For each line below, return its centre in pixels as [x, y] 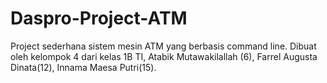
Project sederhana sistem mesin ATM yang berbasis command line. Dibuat [163, 46]
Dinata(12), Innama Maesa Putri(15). [83, 67]
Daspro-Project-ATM [99, 18]
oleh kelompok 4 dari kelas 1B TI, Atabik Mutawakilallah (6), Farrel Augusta [164, 56]
